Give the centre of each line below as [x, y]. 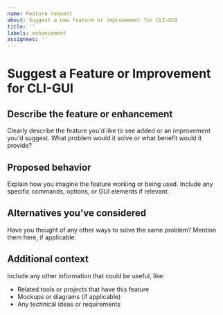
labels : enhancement [37, 33]
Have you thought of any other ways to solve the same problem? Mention [112, 230]
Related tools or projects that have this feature [83, 289]
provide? [20, 146]
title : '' [21, 26]
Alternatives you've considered [77, 213]
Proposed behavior [49, 167]
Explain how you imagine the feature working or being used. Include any [110, 184]
